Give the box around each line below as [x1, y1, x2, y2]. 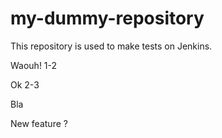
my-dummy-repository [10, 7, 205, 30]
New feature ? [10, 117, 68, 129]
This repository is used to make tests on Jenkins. [10, 40, 213, 52]
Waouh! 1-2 [10, 59, 58, 71]
